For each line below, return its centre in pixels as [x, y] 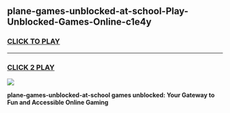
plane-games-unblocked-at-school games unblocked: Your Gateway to [111, 95]
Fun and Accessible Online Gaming [58, 102]
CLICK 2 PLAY [31, 67]
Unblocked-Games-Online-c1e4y [79, 22]
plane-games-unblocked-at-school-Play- [98, 11]
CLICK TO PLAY [34, 42]
